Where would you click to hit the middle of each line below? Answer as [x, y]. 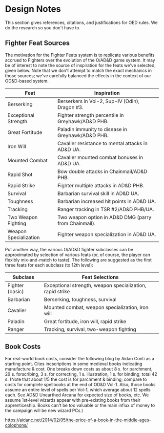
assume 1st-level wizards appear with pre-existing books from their [73, 400]
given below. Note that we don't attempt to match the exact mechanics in [79, 70]
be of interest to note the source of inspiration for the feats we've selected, [81, 65]
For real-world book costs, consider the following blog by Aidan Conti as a [80, 358]
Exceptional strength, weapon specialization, [95, 285]
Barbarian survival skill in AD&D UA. [98, 193]
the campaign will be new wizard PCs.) [44, 410]
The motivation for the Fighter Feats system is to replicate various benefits [80, 55]
